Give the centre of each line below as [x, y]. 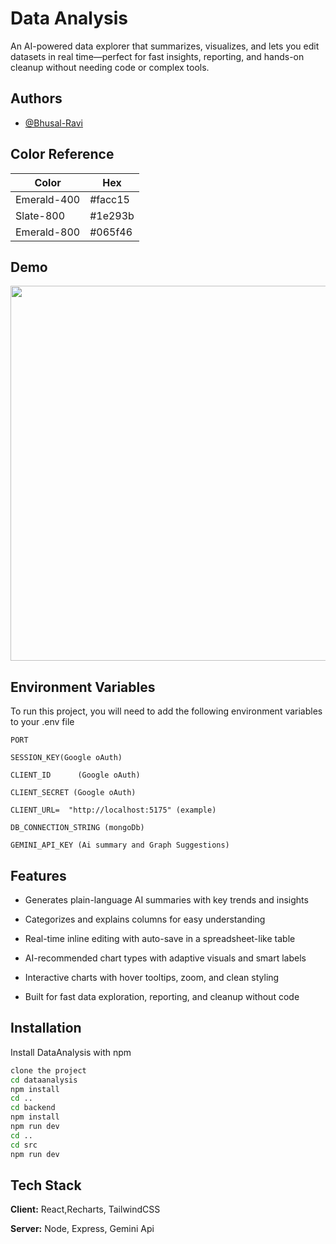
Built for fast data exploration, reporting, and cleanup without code [162, 996]
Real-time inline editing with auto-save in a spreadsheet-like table [160, 938]
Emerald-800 [48, 232]
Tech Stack [46, 1185]
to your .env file [42, 722]
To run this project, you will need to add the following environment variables [166, 711]
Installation [46, 1028]
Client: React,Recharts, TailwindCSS [85, 1209]
